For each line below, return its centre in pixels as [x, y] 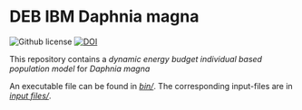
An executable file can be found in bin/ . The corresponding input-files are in [151, 86]
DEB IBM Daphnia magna [104, 17]
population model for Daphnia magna [80, 69]
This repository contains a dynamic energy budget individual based [136, 59]
